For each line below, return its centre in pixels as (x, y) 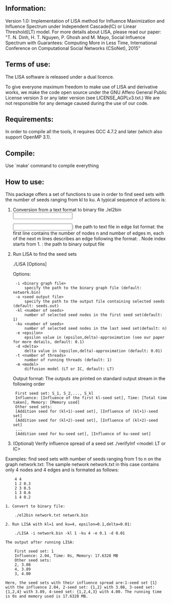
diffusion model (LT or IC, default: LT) (69, 369)
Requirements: (30, 120)
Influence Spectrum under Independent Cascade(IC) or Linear (71, 26)
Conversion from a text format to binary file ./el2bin (67, 210)
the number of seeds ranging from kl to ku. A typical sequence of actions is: (86, 200)
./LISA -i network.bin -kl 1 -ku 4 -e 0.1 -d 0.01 (70, 534)
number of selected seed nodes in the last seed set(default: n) (96, 329)
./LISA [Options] (30, 264)
